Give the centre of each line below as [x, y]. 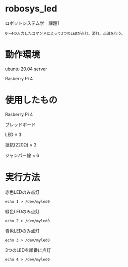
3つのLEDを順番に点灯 [28, 250]
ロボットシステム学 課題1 [32, 23]
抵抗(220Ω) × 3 [21, 144]
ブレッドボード [20, 125]
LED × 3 [13, 134]
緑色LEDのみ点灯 [22, 211]
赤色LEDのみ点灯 [22, 192]
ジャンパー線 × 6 [22, 155]
